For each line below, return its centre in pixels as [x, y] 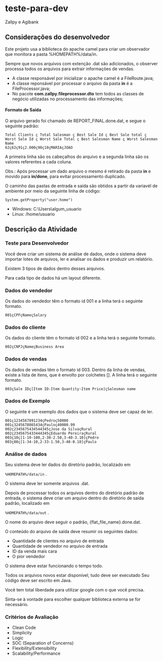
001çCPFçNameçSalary [26, 315]
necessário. [17, 605]
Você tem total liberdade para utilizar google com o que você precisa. [75, 590]
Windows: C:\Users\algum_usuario [47, 209]
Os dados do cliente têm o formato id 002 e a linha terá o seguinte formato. [81, 338]
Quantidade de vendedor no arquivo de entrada [60, 546]
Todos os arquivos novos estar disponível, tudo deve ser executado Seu [77, 575]
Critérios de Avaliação [32, 617]
